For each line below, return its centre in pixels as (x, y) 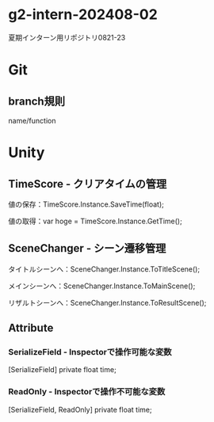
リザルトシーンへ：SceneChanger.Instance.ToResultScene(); (107, 302)
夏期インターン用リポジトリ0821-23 (67, 37)
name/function (32, 120)
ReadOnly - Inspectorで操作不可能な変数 (87, 392)
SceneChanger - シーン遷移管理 (87, 248)
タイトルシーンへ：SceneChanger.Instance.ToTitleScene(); (104, 269)
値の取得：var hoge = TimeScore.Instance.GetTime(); (95, 221)
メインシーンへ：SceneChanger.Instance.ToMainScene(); (102, 286)
